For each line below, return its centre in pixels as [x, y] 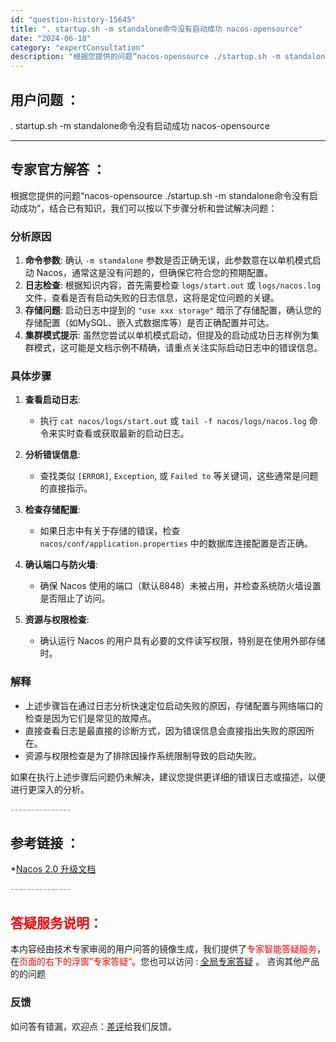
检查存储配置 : [52, 510]
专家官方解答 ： [58, 169]
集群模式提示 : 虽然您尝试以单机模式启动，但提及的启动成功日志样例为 [167, 335]
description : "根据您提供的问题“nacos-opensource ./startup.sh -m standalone [170, 57]
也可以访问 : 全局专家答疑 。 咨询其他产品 [234, 962]
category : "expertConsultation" [77, 47]
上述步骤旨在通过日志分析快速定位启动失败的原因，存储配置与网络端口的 [173, 705]
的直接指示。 [66, 488]
